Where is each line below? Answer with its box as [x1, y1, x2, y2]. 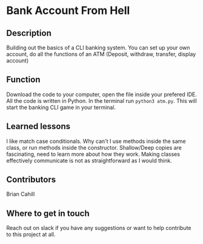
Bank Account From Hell [6, 4, 130, 18]
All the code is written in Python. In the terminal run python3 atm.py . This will [6, 97, 197, 104]
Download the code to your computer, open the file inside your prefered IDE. [6, 91, 197, 98]
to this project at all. [6, 231, 56, 238]
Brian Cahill [6, 190, 35, 198]
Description [6, 28, 52, 38]
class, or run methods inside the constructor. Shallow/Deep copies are [6, 144, 182, 151]
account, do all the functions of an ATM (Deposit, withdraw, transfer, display [6, 51, 196, 58]
